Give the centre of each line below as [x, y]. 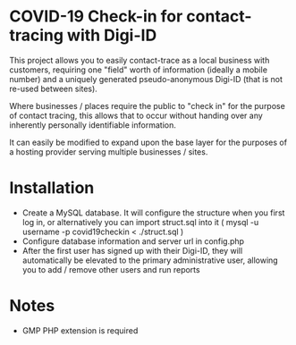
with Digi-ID [112, 35]
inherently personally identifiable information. [93, 125]
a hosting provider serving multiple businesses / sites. [109, 151]
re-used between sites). [54, 88]
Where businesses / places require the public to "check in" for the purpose [148, 105]
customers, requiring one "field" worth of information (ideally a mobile [139, 70]
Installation [52, 188]
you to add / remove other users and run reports [111, 269]
